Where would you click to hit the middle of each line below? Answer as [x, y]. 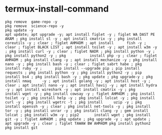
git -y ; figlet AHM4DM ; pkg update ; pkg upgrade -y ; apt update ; [78, 119]
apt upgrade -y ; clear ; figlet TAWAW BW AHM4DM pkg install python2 [78, 123]
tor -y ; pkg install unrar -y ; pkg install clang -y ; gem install [77, 111]
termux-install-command [57, 9]
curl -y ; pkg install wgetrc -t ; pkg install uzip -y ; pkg [73, 102]
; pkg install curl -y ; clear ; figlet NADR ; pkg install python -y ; [80, 51]
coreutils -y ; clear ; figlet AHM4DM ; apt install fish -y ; [76, 43]
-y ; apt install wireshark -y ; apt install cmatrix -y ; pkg [70, 90]
